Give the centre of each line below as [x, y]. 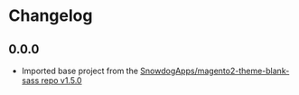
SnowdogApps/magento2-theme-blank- [215, 71]
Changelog [51, 16]
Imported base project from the [80, 71]
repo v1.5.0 [61, 81]
